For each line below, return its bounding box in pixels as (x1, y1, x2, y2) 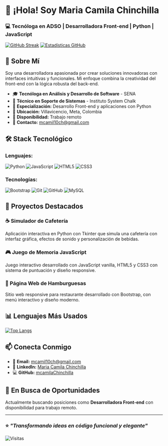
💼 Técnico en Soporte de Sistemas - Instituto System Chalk (12, 98, 136, 104)
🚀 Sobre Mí (5, 57, 40, 65)
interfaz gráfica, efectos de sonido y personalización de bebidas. (5, 236, 139, 242)
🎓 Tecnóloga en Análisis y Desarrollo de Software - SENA (12, 91, 136, 97)
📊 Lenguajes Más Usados (5, 312, 87, 320)
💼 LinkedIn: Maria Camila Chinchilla (12, 364, 86, 370)
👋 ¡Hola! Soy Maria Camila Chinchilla (5, 5, 159, 16)
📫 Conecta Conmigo (5, 343, 71, 351)
